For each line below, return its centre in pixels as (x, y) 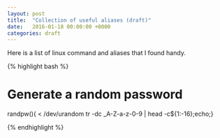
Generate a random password (95, 94)
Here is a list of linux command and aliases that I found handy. (97, 53)
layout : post (26, 14)
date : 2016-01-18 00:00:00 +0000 (59, 26)
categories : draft (34, 33)
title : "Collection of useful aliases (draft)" (79, 20)
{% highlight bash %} (38, 66)
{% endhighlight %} (36, 128)
